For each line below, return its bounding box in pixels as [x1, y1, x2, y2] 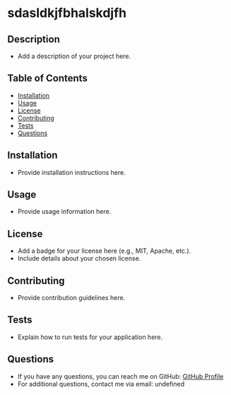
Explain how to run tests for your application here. [17, 333, 163, 341]
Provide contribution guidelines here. [17, 294, 126, 302]
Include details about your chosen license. [17, 254, 141, 263]
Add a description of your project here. [17, 52, 131, 60]
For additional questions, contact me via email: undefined [17, 379, 185, 388]
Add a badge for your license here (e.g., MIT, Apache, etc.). [17, 246, 191, 256]
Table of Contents [7, 72, 88, 84]
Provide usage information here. [17, 207, 112, 216]
